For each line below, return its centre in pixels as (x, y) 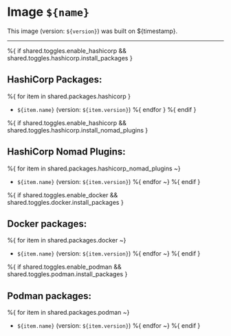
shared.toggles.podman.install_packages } (67, 274)
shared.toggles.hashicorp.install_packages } (70, 58)
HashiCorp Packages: (55, 80)
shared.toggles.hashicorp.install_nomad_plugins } (78, 130)
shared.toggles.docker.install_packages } (65, 202)
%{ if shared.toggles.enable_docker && (63, 195)
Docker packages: (47, 224)
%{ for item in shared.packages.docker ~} (67, 240)
